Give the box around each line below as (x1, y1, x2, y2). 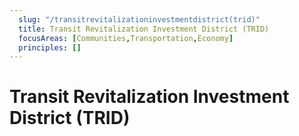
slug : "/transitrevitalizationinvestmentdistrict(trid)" (18, 14, 261, 25)
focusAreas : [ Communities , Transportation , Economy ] (18, 33, 234, 43)
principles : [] (18, 42, 82, 53)
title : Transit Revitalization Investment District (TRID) (18, 24, 270, 34)
